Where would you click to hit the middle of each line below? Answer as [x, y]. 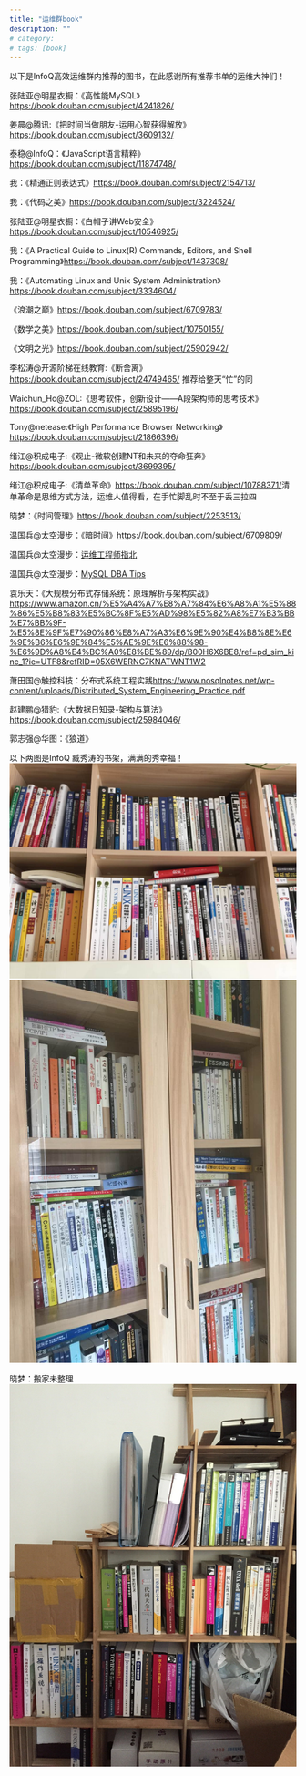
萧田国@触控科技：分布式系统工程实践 [81, 681]
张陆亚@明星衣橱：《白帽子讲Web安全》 [84, 221]
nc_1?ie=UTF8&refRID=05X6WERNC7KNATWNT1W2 [108, 662]
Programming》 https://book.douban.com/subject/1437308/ [119, 262]
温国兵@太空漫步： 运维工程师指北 [73, 555]
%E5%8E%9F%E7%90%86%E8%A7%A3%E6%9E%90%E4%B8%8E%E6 [151, 632]
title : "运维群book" [46, 19]
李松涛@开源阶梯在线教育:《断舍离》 [78, 368]
